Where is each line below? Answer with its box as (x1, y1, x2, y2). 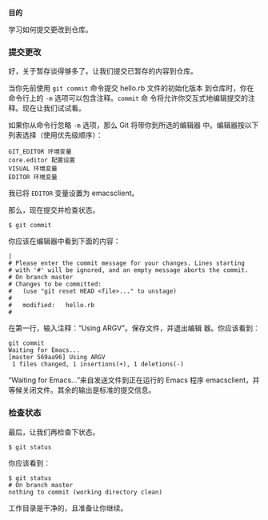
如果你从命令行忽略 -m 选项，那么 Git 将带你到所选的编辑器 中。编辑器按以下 (8, 120, 259, 130)
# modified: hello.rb (8, 302, 94, 310)
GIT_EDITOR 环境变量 (8, 148, 72, 156)
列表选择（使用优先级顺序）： (8, 130, 103, 140)
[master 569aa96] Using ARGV (8, 354, 106, 362)
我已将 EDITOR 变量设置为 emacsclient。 (8, 188, 139, 198)
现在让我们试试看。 (22, 103, 86, 113)
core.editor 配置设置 (8, 156, 76, 165)
